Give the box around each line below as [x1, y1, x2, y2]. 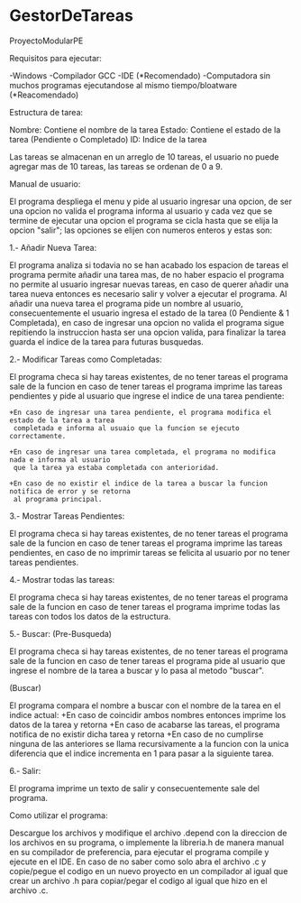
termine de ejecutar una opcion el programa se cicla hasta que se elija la [9, 215, 278, 226]
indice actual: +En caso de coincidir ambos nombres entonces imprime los [9, 709, 287, 720]
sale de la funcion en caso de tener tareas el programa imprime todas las [9, 601, 281, 612]
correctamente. [9, 431, 67, 440]
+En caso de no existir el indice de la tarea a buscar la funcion [9, 479, 269, 488]
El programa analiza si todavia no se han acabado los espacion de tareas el [9, 259, 288, 271]
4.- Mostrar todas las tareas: [9, 574, 115, 585]
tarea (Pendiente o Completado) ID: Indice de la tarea [9, 134, 207, 144]
